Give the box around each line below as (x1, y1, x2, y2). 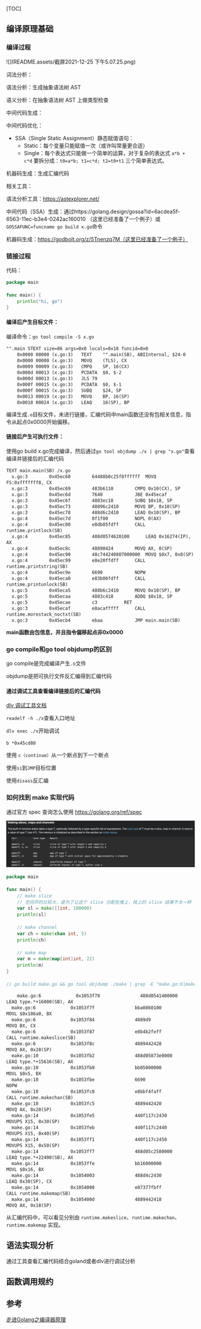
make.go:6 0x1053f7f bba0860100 (11, 1004, 162, 1011)
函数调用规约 (6, 1277, 54, 1287)
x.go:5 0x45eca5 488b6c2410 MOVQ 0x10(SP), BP (11, 587, 181, 594)
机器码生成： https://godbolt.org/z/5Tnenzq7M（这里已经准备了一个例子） (6, 235, 188, 243)
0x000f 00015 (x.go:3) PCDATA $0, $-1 (17, 382, 121, 388)
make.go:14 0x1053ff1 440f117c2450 (11, 1136, 167, 1143)
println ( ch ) (17, 937, 47, 943)
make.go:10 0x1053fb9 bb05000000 (11, 1064, 162, 1071)
